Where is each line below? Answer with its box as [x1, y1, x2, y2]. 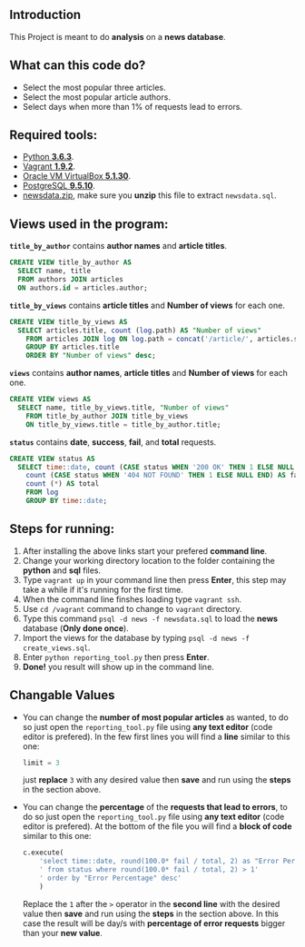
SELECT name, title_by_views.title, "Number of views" [17, 403, 230, 412]
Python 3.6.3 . [22, 152, 74, 163]
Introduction [9, 7, 82, 23]
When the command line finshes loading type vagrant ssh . [22, 594, 242, 605]
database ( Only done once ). [22, 622, 129, 634]
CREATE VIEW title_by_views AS [9, 317, 128, 326]
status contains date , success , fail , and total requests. [9, 436, 217, 448]
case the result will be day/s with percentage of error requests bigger [22, 917, 286, 929]
